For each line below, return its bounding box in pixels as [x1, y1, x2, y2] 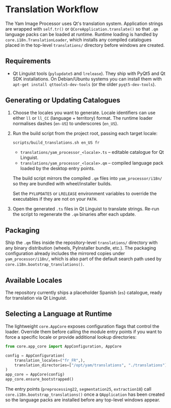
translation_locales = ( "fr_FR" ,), [14, 358, 85, 363]
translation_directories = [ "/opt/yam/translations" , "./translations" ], [14, 363, 169, 368]
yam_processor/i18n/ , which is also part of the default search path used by [5, 256, 162, 262]
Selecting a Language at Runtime [5, 310, 112, 318]
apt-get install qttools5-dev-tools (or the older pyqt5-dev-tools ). [12, 81, 156, 87]
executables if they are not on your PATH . [12, 196, 98, 202]
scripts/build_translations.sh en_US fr [12, 140, 100, 145]
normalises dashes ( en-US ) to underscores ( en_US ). [12, 120, 119, 126]
